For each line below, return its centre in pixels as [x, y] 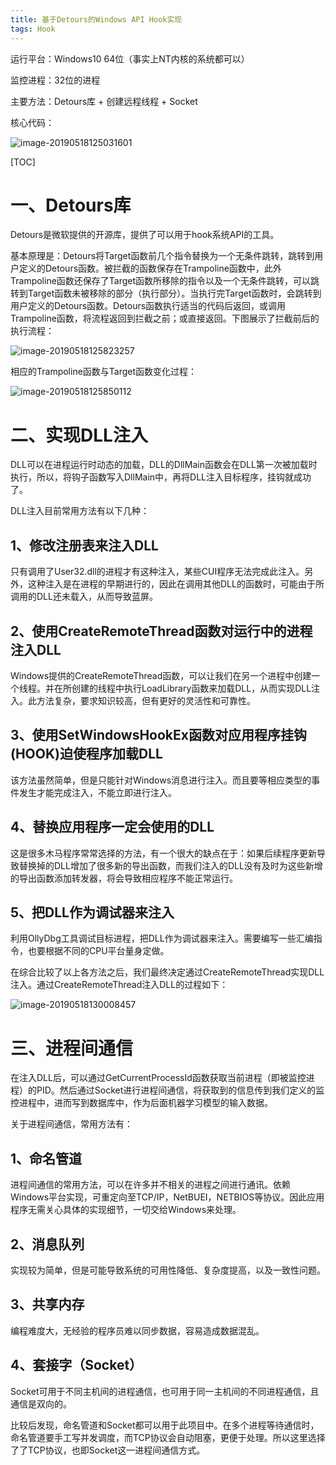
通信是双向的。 [41, 1403]
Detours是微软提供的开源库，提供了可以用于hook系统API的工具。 [145, 235]
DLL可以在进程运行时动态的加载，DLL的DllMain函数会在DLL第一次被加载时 [164, 465]
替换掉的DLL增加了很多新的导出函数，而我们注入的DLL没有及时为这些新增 [170, 865]
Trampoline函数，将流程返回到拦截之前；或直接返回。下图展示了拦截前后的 [165, 318]
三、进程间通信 [72, 1048]
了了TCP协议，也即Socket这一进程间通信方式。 [108, 1450]
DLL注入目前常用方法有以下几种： [80, 511]
